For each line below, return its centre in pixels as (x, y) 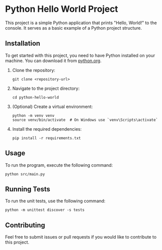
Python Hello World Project (62, 9)
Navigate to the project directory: (46, 88)
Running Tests (28, 189)
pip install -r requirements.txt (47, 138)
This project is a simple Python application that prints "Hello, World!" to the (81, 23)
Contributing (25, 225)
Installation (23, 44)
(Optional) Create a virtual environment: (52, 107)
